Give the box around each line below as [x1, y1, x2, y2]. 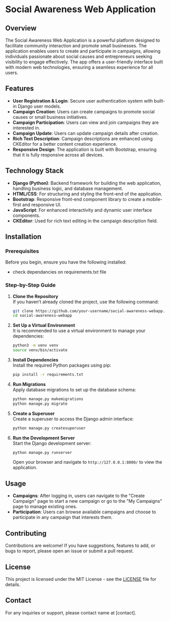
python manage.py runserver [12, 450, 72, 455]
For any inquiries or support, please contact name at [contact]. [5, 609, 137, 615]
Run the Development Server [12, 435, 75, 441]
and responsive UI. [22, 202, 62, 208]
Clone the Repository [12, 293, 58, 299]
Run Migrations [12, 381, 46, 387]
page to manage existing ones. [12, 504, 78, 510]
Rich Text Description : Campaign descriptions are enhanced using [12, 136, 153, 142]
